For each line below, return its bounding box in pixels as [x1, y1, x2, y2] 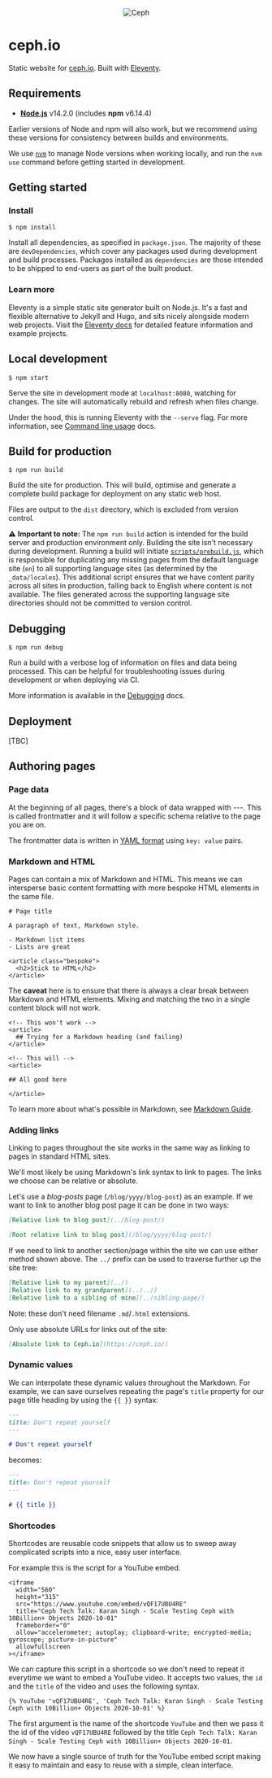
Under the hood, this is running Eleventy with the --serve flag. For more [8, 412, 248, 422]
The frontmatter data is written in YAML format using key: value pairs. [8, 835, 244, 845]
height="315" [15, 1593, 60, 1601]
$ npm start [8, 374, 49, 382]
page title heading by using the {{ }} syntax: [8, 1395, 158, 1404]
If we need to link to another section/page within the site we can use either [8, 1246, 258, 1256]
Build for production [8, 444, 112, 458]
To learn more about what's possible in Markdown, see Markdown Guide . [8, 1103, 253, 1114]
